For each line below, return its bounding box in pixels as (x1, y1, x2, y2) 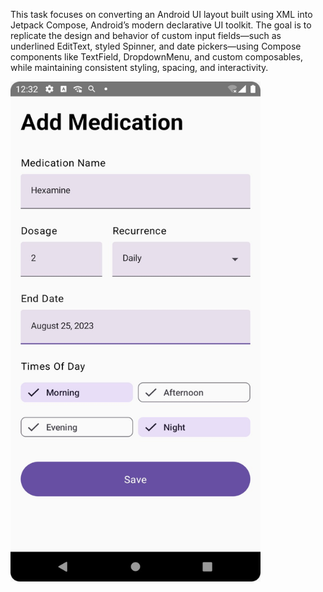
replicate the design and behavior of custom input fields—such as (10, 30, 282, 41)
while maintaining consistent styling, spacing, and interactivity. (10, 62, 269, 73)
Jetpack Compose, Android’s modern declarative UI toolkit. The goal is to (10, 19, 312, 31)
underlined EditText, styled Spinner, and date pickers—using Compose (10, 40, 302, 52)
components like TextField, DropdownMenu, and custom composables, (10, 51, 304, 63)
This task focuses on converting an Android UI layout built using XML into (10, 9, 313, 20)
